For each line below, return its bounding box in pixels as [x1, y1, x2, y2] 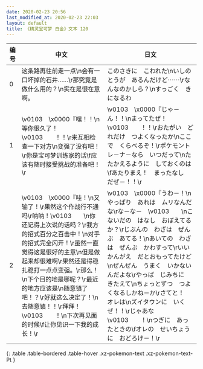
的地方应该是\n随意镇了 [21, 284, 88, 293]
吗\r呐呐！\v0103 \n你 [21, 212, 95, 220]
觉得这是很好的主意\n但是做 [21, 248, 100, 257]
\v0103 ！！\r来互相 [21, 133, 90, 142]
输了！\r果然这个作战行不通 [21, 203, 99, 211]
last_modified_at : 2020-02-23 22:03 [6, 14, 98, 21]
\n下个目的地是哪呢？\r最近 [21, 275, 98, 284]
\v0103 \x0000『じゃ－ [107, 105, 180, 114]
